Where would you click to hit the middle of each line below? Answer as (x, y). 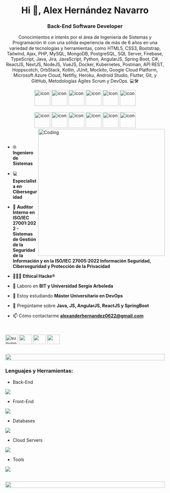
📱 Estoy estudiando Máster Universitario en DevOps (68, 296)
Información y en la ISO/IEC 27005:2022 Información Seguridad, (82, 261)
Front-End (23, 401)
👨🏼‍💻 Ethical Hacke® (34, 276)
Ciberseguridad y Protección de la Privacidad (61, 267)
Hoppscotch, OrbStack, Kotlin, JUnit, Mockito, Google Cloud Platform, (85, 70)
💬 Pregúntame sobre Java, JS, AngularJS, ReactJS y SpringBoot (81, 306)
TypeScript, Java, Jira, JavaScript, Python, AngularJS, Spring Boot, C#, (85, 59)
